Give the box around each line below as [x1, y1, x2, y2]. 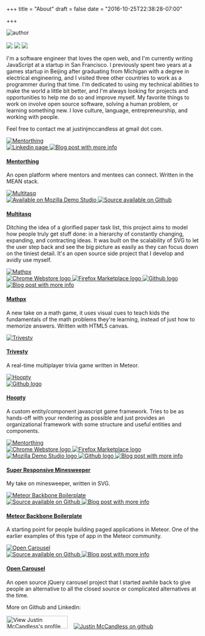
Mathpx [6, 296, 26, 302]
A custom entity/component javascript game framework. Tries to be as [6, 408, 184, 415]
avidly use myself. [6, 256, 52, 264]
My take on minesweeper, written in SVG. [6, 480, 111, 487]
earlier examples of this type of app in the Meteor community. [6, 532, 162, 540]
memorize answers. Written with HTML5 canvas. [6, 322, 129, 329]
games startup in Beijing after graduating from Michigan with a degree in [6, 67, 190, 75]
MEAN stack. [6, 178, 39, 185]
